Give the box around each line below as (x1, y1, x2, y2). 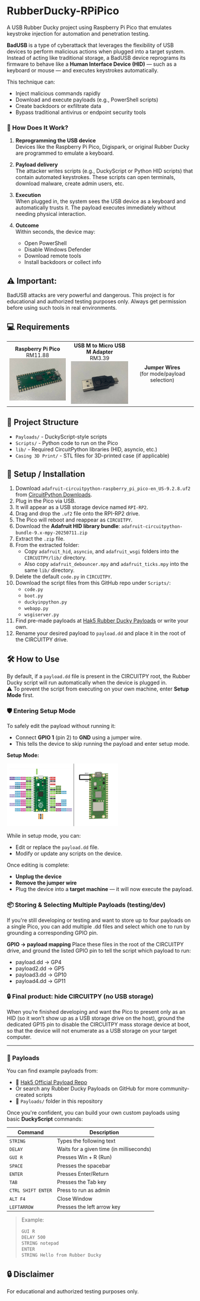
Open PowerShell (24, 240, 67, 247)
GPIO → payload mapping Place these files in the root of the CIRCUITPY (7, 940, 184, 947)
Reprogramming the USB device (15, 137, 96, 144)
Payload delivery (15, 161, 58, 168)
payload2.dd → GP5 (15, 965, 65, 972)
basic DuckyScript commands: (7, 1115, 83, 1122)
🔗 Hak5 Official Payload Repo (15, 1079, 88, 1086)
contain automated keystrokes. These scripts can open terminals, (15, 174, 176, 181)
